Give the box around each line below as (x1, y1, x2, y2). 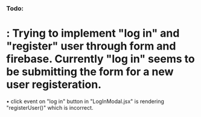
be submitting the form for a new (6, 65, 174, 79)
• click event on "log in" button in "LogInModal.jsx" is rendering (6, 98, 165, 105)
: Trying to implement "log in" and (6, 27, 180, 40)
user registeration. (6, 78, 101, 92)
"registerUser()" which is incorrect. (6, 104, 94, 111)
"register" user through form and (6, 39, 176, 53)
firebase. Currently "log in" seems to (6, 52, 195, 66)
